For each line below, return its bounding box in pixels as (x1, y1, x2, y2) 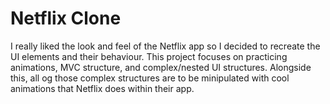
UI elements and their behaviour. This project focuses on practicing (10, 50, 288, 62)
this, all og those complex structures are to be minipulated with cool (10, 72, 290, 84)
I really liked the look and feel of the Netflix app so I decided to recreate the (10, 40, 321, 52)
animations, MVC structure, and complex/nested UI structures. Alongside (10, 61, 312, 73)
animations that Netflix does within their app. (10, 82, 195, 94)
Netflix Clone (10, 7, 122, 30)
